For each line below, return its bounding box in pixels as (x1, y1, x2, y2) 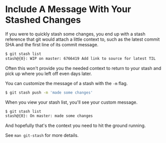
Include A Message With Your (5, 4, 131, 15)
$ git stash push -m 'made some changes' (5, 90, 93, 95)
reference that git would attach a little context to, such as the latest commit (5, 36, 160, 42)
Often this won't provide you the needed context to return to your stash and (5, 65, 161, 71)
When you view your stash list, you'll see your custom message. (5, 99, 138, 105)
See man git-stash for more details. (5, 132, 79, 138)
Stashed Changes (5, 14, 81, 26)
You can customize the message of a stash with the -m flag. (5, 80, 128, 86)
